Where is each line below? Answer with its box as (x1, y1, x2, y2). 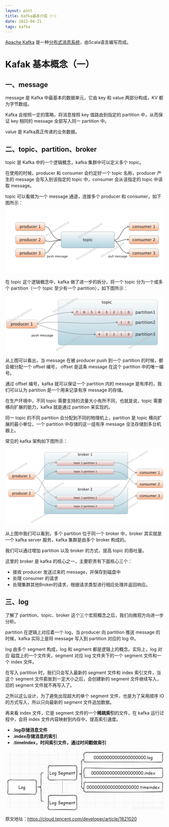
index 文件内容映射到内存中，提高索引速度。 (28, 716, 121, 722)
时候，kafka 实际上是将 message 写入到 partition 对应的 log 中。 (5, 635, 139, 641)
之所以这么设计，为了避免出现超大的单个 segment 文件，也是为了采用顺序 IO (5, 693, 164, 699)
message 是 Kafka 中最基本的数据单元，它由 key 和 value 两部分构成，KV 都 (5, 95, 163, 101)
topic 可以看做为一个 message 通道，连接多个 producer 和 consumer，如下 (5, 193, 161, 199)
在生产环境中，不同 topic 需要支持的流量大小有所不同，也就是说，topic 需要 (5, 398, 162, 404)
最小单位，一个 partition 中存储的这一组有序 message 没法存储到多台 (14, 421, 157, 427)
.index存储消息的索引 (12, 733, 57, 739)
